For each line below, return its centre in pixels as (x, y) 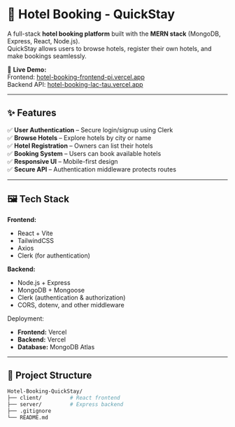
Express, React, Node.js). (44, 41)
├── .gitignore (29, 411)
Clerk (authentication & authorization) (71, 297)
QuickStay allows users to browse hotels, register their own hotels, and (109, 48)
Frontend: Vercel (42, 332)
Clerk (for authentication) (54, 255)
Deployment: (26, 318)
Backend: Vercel (42, 339)
